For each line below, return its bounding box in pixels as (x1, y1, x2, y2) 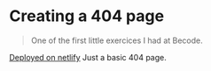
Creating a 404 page (9, 6, 165, 26)
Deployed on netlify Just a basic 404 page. (9, 52, 167, 62)
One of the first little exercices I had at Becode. (30, 35, 203, 46)
